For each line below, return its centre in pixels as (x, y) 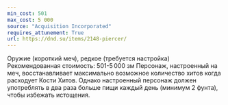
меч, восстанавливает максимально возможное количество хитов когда (114, 73)
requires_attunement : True (46, 33)
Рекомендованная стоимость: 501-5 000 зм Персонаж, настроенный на (112, 66)
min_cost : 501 (27, 13)
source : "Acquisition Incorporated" (59, 26)
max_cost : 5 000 (30, 20)
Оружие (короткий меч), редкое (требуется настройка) (88, 58)
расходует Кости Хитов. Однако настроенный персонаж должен (102, 80)
